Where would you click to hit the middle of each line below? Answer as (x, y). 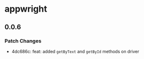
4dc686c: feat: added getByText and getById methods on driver (75, 51)
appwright (26, 9)
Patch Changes (23, 41)
